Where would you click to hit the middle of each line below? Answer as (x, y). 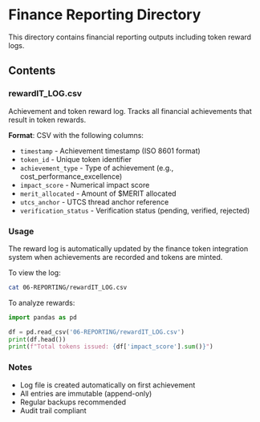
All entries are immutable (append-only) (86, 393)
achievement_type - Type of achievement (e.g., (97, 168)
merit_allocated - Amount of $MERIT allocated (98, 193)
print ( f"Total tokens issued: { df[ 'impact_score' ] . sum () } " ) (111, 347)
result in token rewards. (47, 120)
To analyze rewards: (42, 302)
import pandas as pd (43, 317)
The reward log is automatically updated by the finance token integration (128, 248)
